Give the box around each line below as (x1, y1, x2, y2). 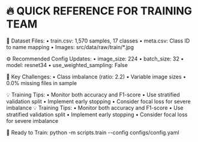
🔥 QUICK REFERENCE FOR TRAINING (6, 4, 193, 18)
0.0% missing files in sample (6, 79, 77, 86)
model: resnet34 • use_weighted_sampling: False (6, 61, 128, 68)
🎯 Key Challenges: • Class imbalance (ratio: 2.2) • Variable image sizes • (6, 73, 187, 80)
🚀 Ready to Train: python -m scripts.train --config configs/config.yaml (6, 129, 179, 136)
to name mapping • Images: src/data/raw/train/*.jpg (6, 43, 134, 50)
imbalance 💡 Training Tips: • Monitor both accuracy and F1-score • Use (6, 104, 184, 111)
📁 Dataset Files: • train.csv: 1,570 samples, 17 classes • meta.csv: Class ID (6, 37, 190, 44)
